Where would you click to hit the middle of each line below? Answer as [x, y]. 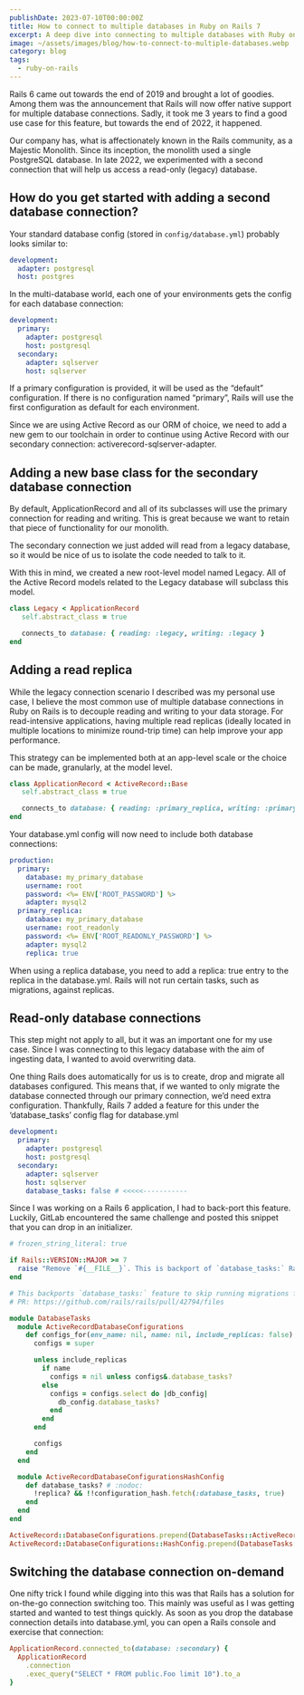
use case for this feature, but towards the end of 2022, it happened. [136, 122]
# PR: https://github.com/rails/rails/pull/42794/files [117, 1302]
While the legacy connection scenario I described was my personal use [142, 692]
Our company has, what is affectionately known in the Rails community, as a [151, 140]
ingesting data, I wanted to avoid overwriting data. [103, 1059]
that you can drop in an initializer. [71, 1228]
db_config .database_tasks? [109, 1402]
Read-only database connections [105, 1018]
